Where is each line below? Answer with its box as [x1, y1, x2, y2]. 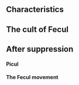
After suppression [6, 44, 74, 54]
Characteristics [6, 5, 64, 15]
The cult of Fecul [6, 24, 69, 34]
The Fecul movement [6, 74, 59, 81]
